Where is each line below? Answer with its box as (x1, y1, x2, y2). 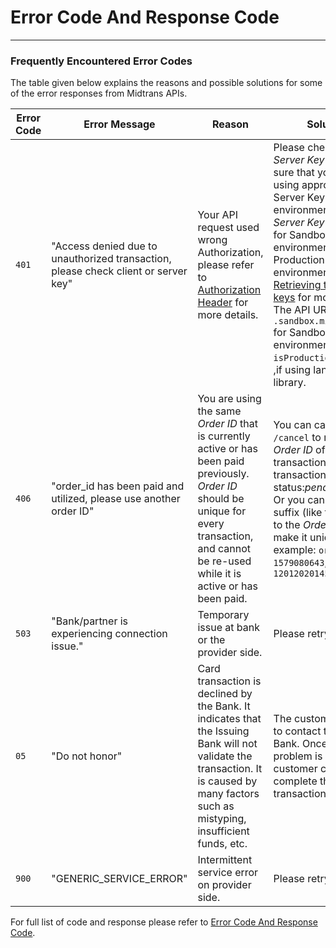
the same (197, 404, 242, 418)
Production (273, 253, 325, 267)
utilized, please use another (51, 492, 181, 506)
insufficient (197, 824, 250, 838)
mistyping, (197, 812, 247, 826)
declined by (197, 687, 253, 701)
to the (273, 518, 301, 532)
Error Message (83, 117, 156, 131)
